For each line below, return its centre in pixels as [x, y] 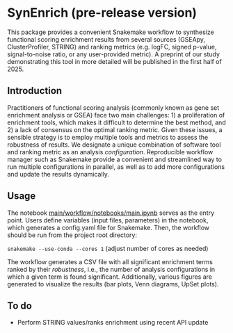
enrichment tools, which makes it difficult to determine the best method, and [116, 122]
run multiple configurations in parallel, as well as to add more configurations [116, 166]
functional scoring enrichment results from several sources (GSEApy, [106, 39]
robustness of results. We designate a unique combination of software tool [114, 145]
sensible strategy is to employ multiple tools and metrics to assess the [108, 137]
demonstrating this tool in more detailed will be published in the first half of [115, 61]
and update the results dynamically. [58, 174]
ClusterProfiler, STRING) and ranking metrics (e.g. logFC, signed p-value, [112, 47]
